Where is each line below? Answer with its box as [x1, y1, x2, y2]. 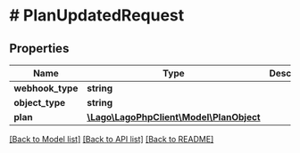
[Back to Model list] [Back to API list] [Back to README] [9, 134, 214, 144]
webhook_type [13, 82, 79, 94]
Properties [9, 41, 70, 56]
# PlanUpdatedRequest [9, 5, 185, 26]
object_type [13, 97, 66, 109]
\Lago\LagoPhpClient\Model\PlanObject [86, 111, 261, 123]
